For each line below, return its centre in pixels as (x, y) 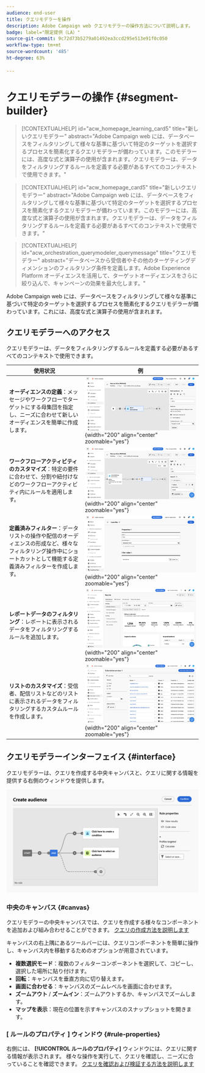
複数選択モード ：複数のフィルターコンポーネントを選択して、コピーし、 (106, 963)
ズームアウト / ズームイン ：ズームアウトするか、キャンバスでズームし (103, 994)
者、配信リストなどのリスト (44, 694)
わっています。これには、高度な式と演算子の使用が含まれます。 (86, 311)
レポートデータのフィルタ (41, 614)
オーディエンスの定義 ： (38, 392)
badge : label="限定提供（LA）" (43, 32)
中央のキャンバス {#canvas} (48, 907)
